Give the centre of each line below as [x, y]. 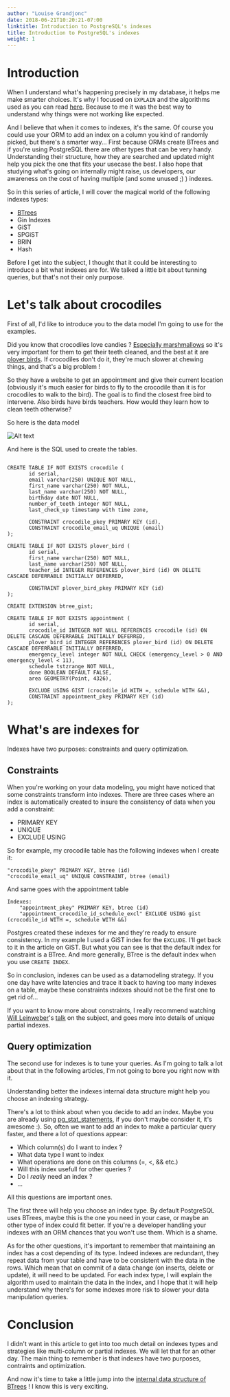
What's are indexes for [73, 730]
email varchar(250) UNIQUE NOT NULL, [82, 480]
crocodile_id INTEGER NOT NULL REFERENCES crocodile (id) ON [118, 630]
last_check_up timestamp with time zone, [89, 510]
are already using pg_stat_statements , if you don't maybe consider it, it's [110, 1119]
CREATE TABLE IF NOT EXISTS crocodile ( [66, 468]
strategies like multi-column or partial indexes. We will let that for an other [112, 1351]
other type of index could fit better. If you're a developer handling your [107, 1225]
